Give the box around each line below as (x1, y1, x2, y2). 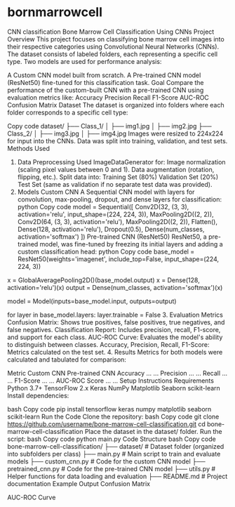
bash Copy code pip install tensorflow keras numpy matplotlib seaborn (7, 404, 212, 413)
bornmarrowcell (7, 4, 103, 20)
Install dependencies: (7, 391, 69, 400)
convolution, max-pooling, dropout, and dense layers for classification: (17, 195, 222, 204)
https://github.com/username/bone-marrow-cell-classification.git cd (7, 419, 206, 428)
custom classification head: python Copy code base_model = (17, 247, 195, 256)
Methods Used (7, 144, 51, 152)
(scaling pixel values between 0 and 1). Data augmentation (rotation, (17, 165, 215, 173)
